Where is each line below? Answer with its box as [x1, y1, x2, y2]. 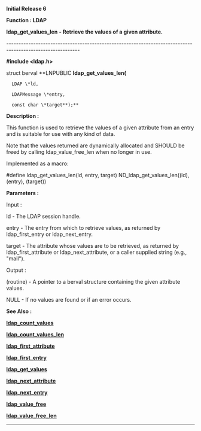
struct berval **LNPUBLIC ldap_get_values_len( [6, 69, 127, 77]
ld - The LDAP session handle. [6, 213, 81, 220]
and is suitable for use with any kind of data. [6, 130, 115, 137]
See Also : [6, 308, 32, 315]
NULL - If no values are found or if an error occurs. [6, 296, 132, 303]
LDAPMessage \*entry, [11, 92, 66, 98]
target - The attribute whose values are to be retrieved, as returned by [6, 242, 179, 249]
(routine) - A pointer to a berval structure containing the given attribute [6, 278, 181, 285]
